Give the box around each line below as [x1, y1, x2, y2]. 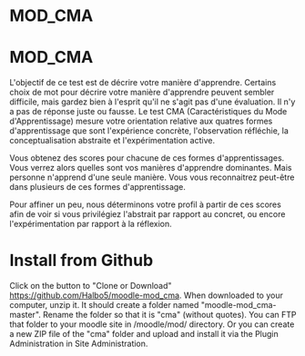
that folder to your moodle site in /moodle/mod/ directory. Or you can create [9, 319, 295, 330]
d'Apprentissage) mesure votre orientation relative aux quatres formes [9, 115, 273, 127]
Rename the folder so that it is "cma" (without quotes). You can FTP [42, 310, 297, 321]
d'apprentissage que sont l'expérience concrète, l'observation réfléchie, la [9, 125, 290, 136]
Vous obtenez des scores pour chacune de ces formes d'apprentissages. [9, 153, 285, 163]
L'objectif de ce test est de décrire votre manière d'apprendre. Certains [9, 77, 277, 88]
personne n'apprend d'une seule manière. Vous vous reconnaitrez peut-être [9, 172, 295, 183]
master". [9, 310, 41, 321]
